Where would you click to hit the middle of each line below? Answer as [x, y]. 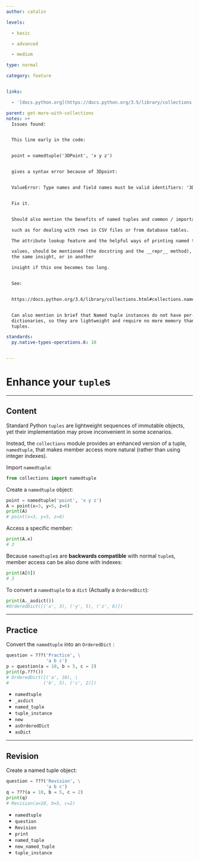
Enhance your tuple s [58, 382]
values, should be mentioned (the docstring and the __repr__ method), [102, 251]
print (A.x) [20, 539]
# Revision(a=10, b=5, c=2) [41, 803]
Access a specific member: [39, 528]
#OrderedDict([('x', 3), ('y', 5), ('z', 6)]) [65, 606]
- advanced [25, 44]
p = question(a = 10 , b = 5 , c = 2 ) [51, 666]
